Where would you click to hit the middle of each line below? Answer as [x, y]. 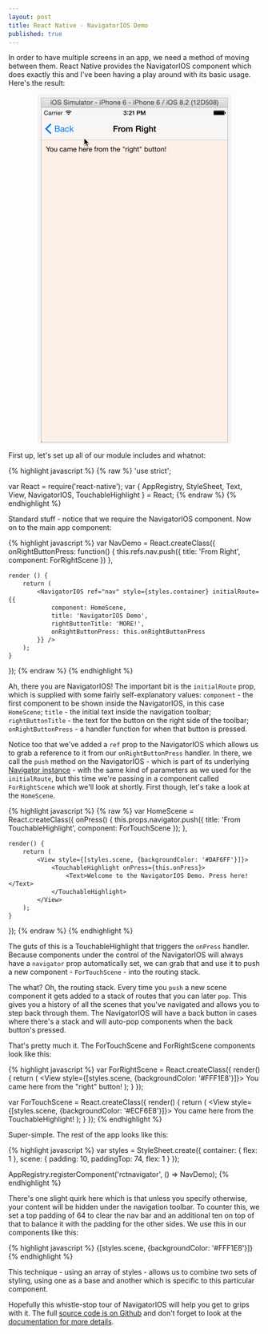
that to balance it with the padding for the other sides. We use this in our [127, 1224]
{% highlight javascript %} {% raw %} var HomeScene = [101, 811]
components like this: [44, 1233]
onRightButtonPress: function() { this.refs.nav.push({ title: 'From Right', [124, 552]
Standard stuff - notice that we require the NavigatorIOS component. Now [130, 519]
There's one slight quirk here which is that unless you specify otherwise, [128, 1199]
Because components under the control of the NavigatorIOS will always [126, 955]
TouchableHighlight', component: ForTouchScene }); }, [98, 828]
